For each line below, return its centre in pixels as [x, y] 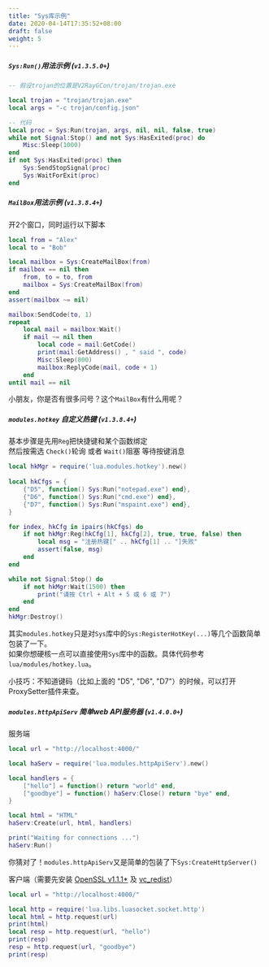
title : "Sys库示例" [39, 16]
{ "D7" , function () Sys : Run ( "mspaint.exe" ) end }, [107, 505]
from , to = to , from [58, 277]
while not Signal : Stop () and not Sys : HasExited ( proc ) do [107, 138]
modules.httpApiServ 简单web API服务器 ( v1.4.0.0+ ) [96, 711]
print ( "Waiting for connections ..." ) [74, 838]
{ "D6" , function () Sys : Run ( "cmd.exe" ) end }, [100, 497]
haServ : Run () [30, 845]
